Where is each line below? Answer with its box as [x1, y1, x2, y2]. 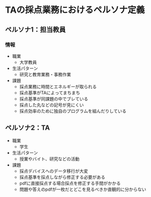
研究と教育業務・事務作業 [19, 71, 71, 77]
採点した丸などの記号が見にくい [19, 102, 84, 108]
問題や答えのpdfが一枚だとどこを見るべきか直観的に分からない [19, 186, 147, 192]
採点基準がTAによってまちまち [19, 90, 81, 96]
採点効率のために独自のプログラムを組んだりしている [19, 108, 127, 114]
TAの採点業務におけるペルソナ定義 [5, 4, 145, 16]
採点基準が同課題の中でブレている [19, 96, 88, 101]
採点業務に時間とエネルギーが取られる [19, 83, 97, 89]
